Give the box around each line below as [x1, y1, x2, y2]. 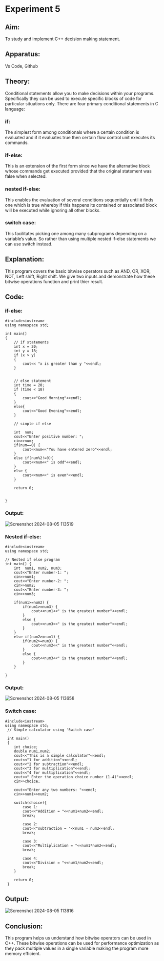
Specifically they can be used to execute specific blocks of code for [5, 96, 142, 101]
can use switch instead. [5, 241, 53, 247]
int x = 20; [14, 344, 38, 349]
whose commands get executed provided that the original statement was [5, 168, 152, 174]
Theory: [5, 77, 30, 86]
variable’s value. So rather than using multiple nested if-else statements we [5, 236, 156, 241]
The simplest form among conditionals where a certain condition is [5, 129, 140, 135]
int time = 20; [14, 383, 45, 388]
